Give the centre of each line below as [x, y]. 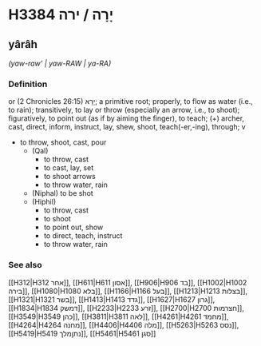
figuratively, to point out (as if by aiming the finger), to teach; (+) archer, [127, 118]
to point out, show [73, 227]
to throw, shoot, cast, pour [63, 142]
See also [25, 265]
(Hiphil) [44, 202]
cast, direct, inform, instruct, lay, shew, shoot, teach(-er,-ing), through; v [127, 127]
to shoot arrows [69, 177]
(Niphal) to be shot [62, 193]
